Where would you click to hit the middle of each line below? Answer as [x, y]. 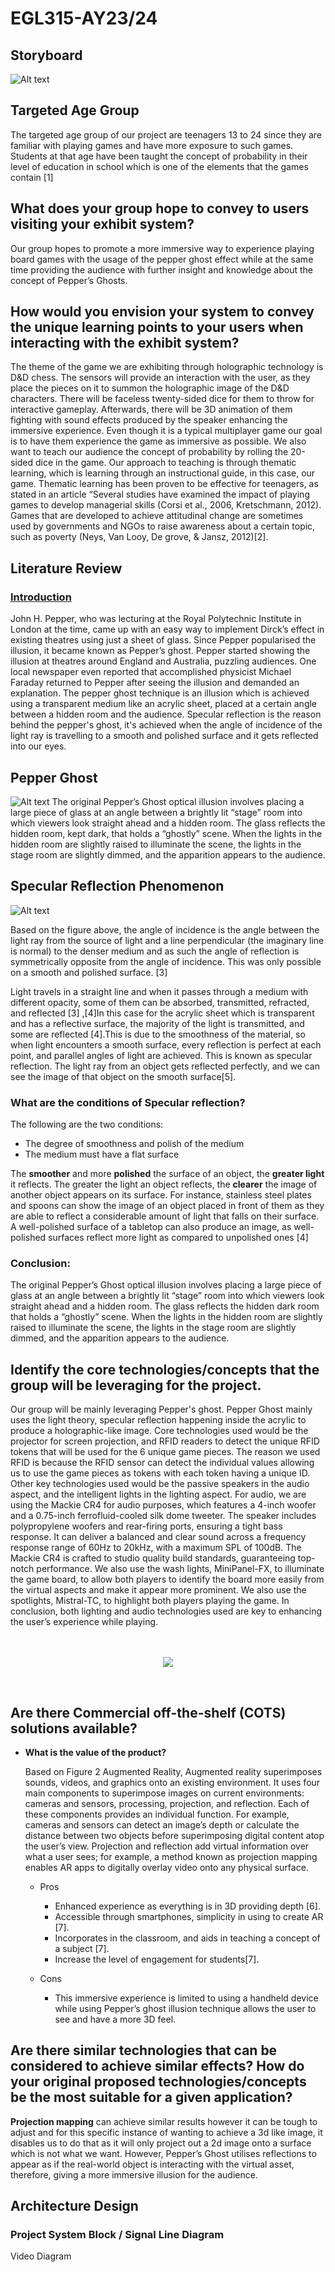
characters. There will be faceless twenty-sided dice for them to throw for [162, 399]
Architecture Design [74, 2206]
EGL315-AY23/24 [84, 18]
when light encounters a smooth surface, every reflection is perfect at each [166, 1044]
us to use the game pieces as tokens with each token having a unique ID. [160, 1473]
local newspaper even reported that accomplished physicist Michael [151, 672]
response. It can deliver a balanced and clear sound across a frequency [158, 1537]
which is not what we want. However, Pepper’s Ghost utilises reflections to [163, 2153]
